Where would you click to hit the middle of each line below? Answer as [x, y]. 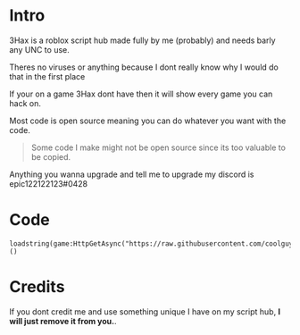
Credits [37, 287]
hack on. [25, 103]
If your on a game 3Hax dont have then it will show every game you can [141, 94]
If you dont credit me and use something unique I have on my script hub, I [145, 311]
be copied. [51, 156]
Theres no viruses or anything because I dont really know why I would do [144, 67]
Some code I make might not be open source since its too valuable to [158, 147]
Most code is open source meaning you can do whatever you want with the [148, 121]
